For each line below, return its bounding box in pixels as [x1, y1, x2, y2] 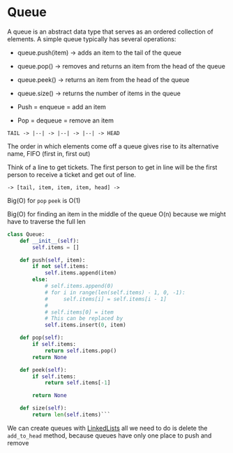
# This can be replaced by [44, 315, 123, 322]
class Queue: [7, 230, 45, 238]
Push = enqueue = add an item [17, 102, 107, 111]
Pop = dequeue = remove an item [17, 116, 114, 125]
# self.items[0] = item [44, 309, 114, 316]
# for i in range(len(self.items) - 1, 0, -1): [44, 288, 186, 296]
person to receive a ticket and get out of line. [7, 170, 136, 179]
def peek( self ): [20, 366, 68, 373]
